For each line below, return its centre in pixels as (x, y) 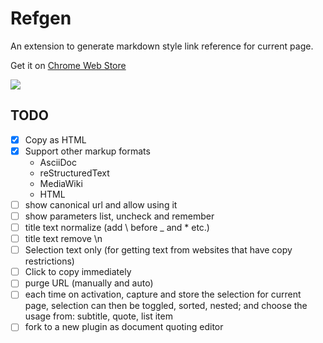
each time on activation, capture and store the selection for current (163, 294)
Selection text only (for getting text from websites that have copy (158, 250)
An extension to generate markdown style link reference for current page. (162, 46)
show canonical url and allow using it (101, 204)
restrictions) (49, 261)
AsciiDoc (58, 162)
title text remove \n (63, 239)
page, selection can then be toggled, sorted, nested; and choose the (166, 306)
